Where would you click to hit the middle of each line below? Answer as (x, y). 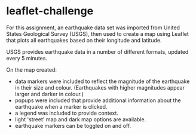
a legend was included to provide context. (66, 113)
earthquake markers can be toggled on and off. (73, 125)
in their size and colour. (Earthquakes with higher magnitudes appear (100, 87)
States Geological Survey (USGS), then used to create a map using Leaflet (98, 33)
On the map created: (31, 69)
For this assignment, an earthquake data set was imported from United (93, 27)
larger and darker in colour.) (49, 94)
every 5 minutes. (27, 58)
